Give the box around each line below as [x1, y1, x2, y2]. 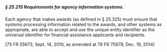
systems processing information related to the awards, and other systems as [5, 21, 162, 27]
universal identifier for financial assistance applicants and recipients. [5, 32, 146, 38]
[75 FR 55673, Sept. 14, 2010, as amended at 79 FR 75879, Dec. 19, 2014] [5, 41, 155, 47]
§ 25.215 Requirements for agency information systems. [5, 4, 124, 10]
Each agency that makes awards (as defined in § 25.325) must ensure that [5, 16, 158, 22]
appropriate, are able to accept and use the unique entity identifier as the [5, 26, 155, 32]
